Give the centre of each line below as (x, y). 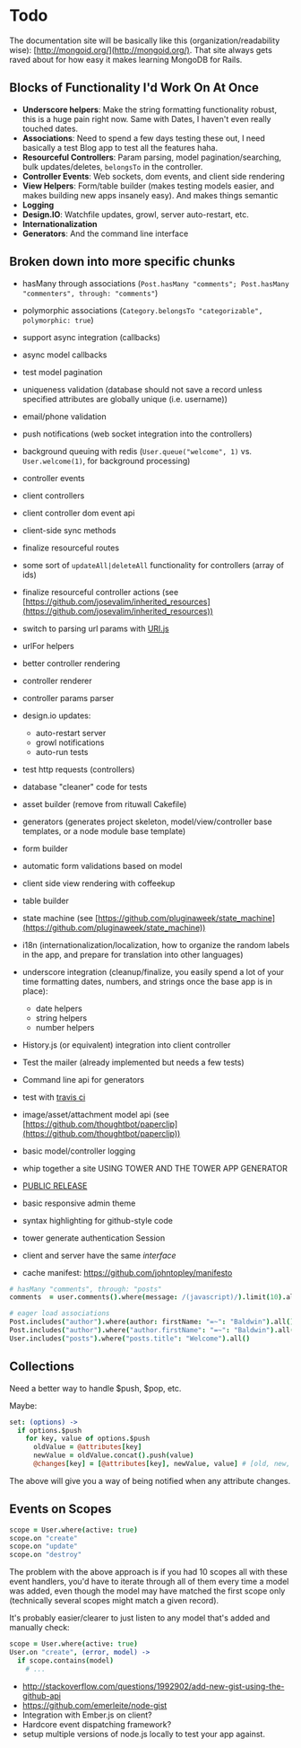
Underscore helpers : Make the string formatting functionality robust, (150, 110)
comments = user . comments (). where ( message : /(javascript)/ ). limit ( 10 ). (148, 1297)
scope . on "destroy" (46, 1555)
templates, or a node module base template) (104, 830)
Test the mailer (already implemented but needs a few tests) (133, 1062)
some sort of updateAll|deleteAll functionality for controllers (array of (153, 565)
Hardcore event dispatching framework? (97, 1724)
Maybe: (23, 1405)
